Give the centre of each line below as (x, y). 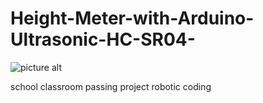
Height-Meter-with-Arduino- (132, 18)
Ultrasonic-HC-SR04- (103, 39)
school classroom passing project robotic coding (111, 86)
